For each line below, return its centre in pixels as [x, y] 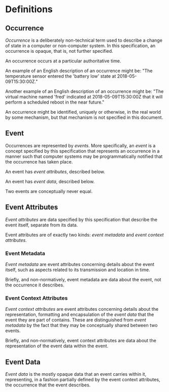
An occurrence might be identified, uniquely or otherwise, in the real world [83, 112]
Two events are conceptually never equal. [49, 191]
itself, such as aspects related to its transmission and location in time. [78, 270]
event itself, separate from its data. [42, 225]
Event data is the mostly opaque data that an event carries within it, [76, 374]
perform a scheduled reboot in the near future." [55, 102]
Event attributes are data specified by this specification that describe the [81, 219]
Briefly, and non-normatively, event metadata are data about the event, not [83, 279]
